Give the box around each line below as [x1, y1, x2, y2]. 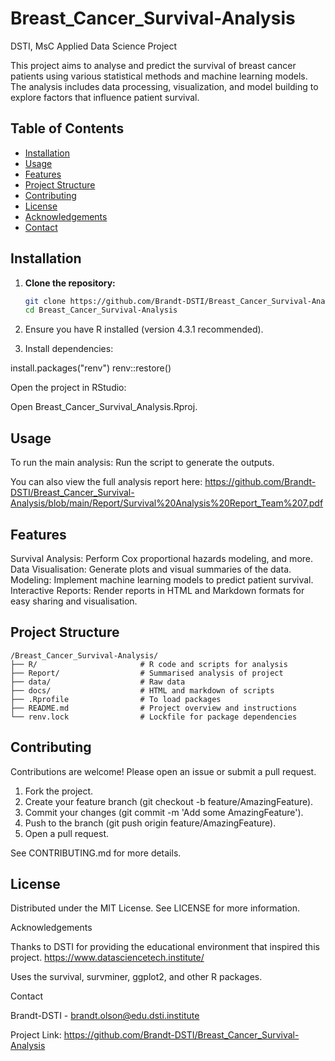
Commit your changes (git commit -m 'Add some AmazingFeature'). [24, 806, 304, 818]
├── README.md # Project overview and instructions [10, 703, 298, 713]
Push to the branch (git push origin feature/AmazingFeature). [24, 817, 277, 829]
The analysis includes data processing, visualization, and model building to [10, 80, 319, 92]
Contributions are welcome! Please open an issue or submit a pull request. [10, 765, 317, 777]
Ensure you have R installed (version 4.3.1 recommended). [24, 323, 264, 336]
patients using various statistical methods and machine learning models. [10, 70, 308, 82]
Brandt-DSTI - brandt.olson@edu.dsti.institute [10, 1010, 200, 1022]
